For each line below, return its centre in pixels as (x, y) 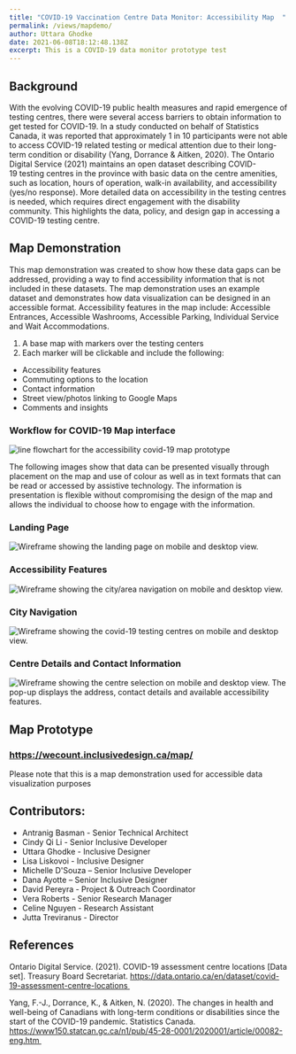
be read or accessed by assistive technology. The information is (125, 486)
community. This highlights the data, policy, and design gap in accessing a (144, 211)
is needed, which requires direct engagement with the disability (125, 201)
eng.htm (24, 1040)
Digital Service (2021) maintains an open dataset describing (118, 164)
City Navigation (43, 612)
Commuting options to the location (85, 379)
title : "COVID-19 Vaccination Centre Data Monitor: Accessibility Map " (148, 17)
